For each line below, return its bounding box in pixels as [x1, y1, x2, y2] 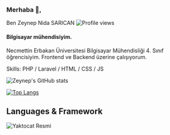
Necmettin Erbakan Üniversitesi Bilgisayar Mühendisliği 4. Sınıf [6, 47, 164, 54]
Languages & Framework [6, 106, 103, 116]
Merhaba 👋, [6, 5, 41, 14]
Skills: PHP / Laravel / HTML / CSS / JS [6, 65, 104, 72]
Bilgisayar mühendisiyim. [6, 33, 72, 40]
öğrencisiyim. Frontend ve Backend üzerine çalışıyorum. [6, 53, 147, 60]
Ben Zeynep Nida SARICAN [6, 19, 75, 27]
